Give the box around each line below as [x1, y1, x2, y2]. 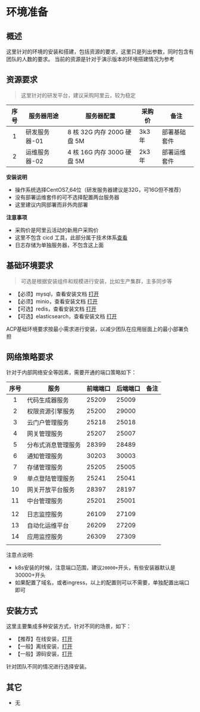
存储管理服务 [27, 464, 64, 472]
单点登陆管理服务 [27, 474, 76, 483]
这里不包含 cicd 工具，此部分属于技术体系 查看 [14, 234, 128, 241]
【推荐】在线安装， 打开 [14, 636, 73, 643]
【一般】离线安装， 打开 [14, 643, 73, 650]
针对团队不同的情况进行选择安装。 [6, 663, 90, 670]
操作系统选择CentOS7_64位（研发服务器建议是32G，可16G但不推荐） [14, 186, 185, 193]
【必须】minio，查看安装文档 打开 [14, 297, 98, 305]
